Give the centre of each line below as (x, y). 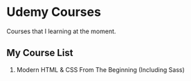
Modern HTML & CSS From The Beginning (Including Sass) (100, 69)
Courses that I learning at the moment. (61, 31)
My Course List (40, 53)
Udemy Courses (54, 12)
